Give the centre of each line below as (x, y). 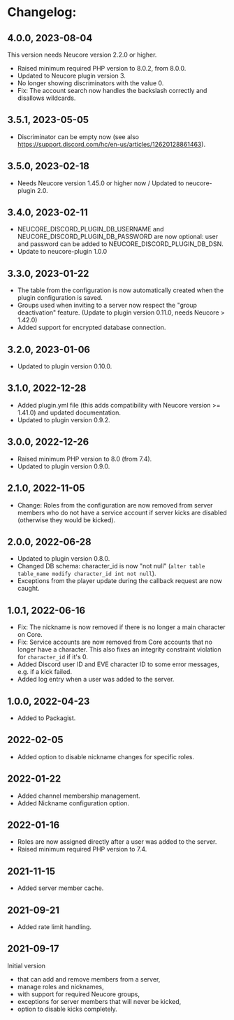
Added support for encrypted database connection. (92, 328)
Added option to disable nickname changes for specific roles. (105, 756)
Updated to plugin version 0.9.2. (64, 419)
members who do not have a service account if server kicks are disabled (122, 512)
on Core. (30, 635)
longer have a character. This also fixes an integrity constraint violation (119, 649)
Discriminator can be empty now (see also (78, 136)
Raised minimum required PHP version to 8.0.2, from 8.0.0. (102, 68)
